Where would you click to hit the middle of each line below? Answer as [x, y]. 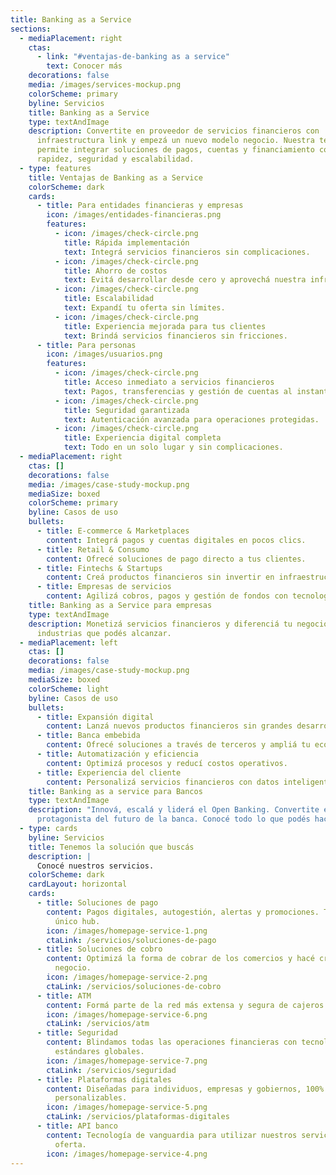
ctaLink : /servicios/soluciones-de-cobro [134, 986]
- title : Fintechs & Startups [99, 568]
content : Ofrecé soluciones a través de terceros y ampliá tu [178, 745]
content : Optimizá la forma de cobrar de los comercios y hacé [180, 959]
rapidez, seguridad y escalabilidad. [115, 159]
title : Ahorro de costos [115, 271]
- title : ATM [64, 996]
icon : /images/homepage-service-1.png [127, 931]
